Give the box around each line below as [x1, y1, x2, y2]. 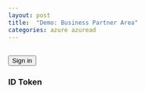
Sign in [12, 56, 33, 65]
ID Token [8, 76, 43, 87]
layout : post [8, 11, 51, 20]
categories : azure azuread [8, 26, 96, 34]
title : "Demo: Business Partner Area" [8, 19, 139, 27]
